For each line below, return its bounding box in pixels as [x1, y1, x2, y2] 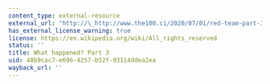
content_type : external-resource [8, 11, 121, 20]
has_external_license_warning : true [8, 26, 131, 34]
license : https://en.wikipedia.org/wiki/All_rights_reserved [8, 34, 218, 42]
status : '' [8, 42, 45, 50]
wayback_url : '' [8, 64, 63, 72]
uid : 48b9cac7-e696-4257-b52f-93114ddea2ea [8, 57, 157, 65]
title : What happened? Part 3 [8, 49, 110, 57]
